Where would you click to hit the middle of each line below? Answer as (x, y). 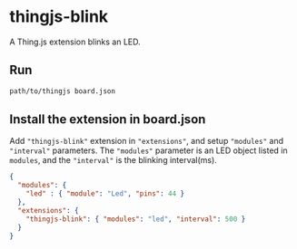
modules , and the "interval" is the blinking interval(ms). (114, 160)
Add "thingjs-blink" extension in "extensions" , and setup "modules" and (147, 141)
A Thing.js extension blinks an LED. (75, 42)
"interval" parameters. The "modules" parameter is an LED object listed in (148, 150)
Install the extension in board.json (108, 120)
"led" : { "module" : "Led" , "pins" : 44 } (105, 194)
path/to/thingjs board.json (63, 91)
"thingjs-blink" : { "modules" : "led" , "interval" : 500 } (136, 219)
